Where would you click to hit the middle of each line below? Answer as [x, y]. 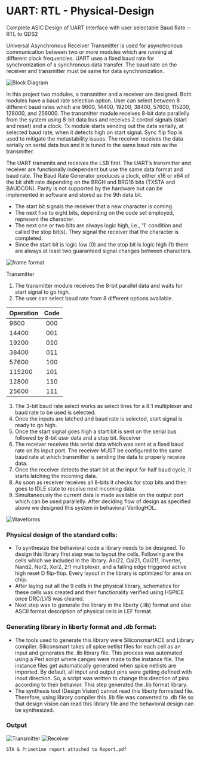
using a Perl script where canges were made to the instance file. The [99, 659]
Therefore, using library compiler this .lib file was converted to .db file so [104, 697]
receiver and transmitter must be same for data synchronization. [85, 71]
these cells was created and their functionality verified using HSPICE [99, 592]
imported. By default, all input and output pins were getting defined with [103, 672]
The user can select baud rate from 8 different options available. [94, 298]
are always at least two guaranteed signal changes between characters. [103, 251]
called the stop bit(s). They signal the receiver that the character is [97, 232]
